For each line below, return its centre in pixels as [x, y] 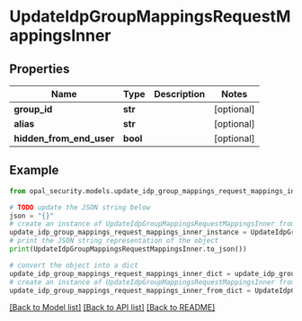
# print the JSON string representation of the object [114, 241]
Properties [40, 69]
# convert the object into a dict [74, 265]
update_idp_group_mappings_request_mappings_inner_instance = [128, 232]
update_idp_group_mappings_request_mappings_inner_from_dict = [130, 290]
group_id [33, 109]
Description [179, 94]
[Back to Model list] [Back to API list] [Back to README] [112, 308]
